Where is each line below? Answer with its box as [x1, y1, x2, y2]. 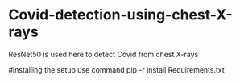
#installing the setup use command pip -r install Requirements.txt [8, 64, 226, 74]
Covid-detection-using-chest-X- [8, 6, 234, 24]
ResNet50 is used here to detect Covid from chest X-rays [8, 49, 199, 59]
